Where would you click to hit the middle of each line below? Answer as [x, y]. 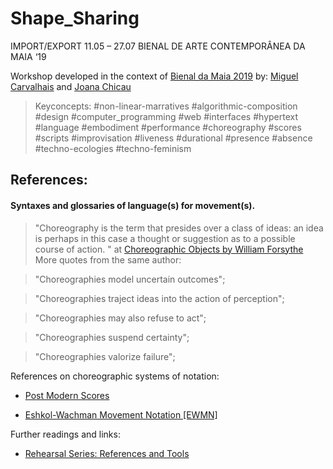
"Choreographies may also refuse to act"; [120, 318]
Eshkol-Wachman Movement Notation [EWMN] [121, 414]
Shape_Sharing [75, 18]
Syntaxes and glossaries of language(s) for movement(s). [133, 205]
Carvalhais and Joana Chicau [71, 86]
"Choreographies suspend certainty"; [112, 337]
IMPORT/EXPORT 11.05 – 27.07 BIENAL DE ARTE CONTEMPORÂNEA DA [158, 46]
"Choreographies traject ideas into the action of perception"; [159, 298]
